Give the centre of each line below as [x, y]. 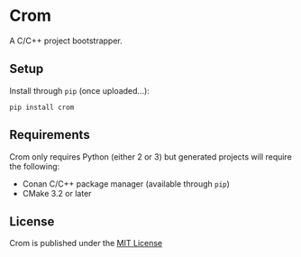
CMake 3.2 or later [57, 193]
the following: [35, 166]
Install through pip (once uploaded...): [80, 90]
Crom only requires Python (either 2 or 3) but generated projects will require [151, 156]
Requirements [50, 135]
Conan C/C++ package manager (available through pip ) [126, 184]
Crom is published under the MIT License [86, 243]
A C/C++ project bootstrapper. [66, 41]
